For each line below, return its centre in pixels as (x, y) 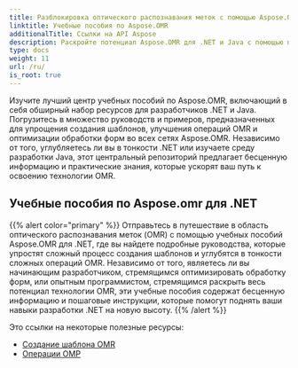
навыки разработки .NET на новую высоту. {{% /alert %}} (118, 309)
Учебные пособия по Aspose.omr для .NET (133, 204)
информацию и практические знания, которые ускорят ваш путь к (135, 166)
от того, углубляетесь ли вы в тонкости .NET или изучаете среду (132, 147)
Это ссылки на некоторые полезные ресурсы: (97, 327)
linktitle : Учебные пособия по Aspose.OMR (89, 26)
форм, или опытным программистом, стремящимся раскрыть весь (137, 281)
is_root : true (35, 75)
